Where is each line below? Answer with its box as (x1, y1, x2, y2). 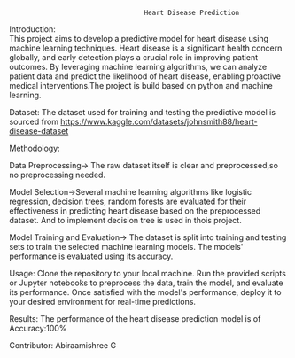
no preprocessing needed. (9, 169, 106, 180)
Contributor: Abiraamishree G (9, 340, 117, 350)
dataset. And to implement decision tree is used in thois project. (9, 215, 242, 225)
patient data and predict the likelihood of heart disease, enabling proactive (9, 71, 282, 82)
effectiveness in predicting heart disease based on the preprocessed (9, 206, 261, 216)
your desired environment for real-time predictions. (9, 297, 197, 307)
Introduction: (9, 24, 56, 35)
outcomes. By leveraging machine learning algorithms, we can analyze (9, 62, 268, 72)
